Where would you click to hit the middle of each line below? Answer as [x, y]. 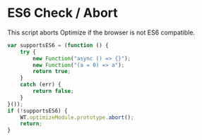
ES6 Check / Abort [63, 13]
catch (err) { [41, 85]
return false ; [53, 91]
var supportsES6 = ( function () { [58, 45]
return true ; [52, 72]
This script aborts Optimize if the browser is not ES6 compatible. [101, 32]
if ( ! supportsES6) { [38, 110]
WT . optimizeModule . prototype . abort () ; [77, 117]
